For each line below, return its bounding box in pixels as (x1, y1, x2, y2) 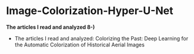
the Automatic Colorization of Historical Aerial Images (14, 41, 145, 48)
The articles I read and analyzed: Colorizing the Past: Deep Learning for (14, 35, 189, 42)
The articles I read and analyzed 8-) (6, 23, 95, 31)
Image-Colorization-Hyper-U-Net (6, 4, 173, 18)
